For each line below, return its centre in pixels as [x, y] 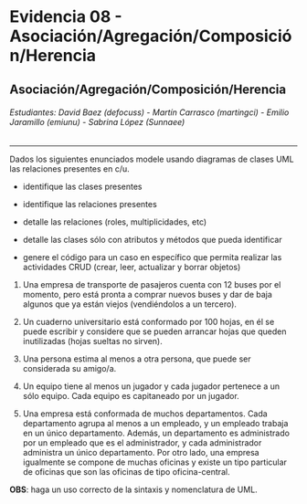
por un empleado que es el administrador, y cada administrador [142, 442]
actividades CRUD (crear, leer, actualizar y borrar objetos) [132, 267]
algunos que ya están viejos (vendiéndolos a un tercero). [130, 304]
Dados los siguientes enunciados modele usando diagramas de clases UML [152, 159]
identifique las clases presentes [82, 186]
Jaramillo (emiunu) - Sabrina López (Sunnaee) [97, 122]
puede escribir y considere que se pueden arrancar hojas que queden [154, 331]
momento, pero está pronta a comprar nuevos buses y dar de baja [147, 294]
